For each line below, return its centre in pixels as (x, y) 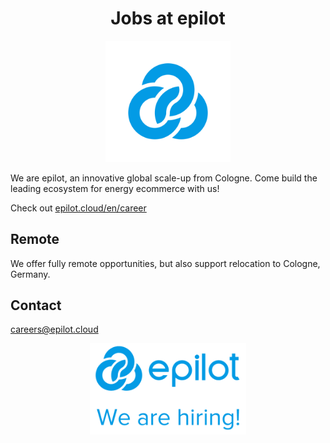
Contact (36, 305)
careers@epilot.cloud (54, 329)
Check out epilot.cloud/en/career (78, 208)
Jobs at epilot (168, 18)
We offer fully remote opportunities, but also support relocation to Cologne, (165, 263)
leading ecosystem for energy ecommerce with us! (115, 188)
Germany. (30, 274)
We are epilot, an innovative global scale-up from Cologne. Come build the (164, 178)
